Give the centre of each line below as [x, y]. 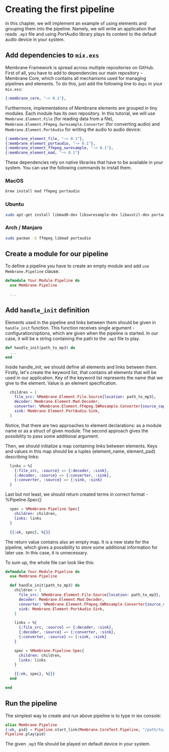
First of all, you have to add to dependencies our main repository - [74, 73]
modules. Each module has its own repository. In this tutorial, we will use [80, 113]
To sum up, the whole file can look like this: [50, 562]
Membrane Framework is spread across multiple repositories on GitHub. [80, 67]
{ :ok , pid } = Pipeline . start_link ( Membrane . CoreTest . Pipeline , [73, 730]
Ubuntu [15, 204]
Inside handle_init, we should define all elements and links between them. [81, 367]
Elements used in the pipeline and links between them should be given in [80, 322]
